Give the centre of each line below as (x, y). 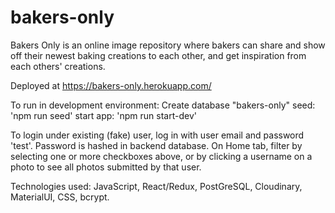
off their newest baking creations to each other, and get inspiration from (158, 55)
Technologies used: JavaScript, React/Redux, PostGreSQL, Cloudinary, (156, 186)
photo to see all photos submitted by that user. (106, 167)
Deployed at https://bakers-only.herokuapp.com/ (111, 85)
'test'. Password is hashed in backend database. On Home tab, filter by (156, 145)
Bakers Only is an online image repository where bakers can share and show (168, 45)
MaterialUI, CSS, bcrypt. (60, 197)
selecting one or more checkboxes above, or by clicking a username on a (161, 156)
